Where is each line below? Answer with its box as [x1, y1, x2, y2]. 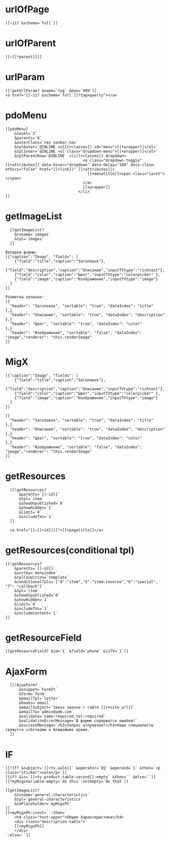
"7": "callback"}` [5, 583, 44, 589]
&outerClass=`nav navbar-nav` [14, 139, 79, 145]
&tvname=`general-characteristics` [14, 792, 90, 798]
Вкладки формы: [5, 249, 38, 255]
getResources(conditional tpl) [5, 544, 135, 556]
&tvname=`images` [14, 231, 51, 237]
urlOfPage [5, 4, 49, 15]
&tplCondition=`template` [14, 575, 70, 580]
